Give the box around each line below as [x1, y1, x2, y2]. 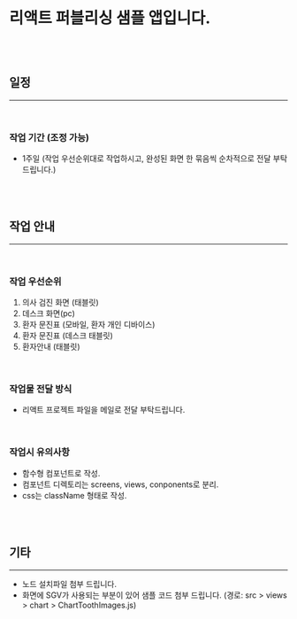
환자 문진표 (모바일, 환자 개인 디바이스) [21, 320, 156, 330]
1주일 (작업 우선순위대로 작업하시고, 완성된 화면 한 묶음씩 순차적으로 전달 [21, 153, 271, 164]
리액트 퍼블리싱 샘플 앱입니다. [9, 8, 211, 28]
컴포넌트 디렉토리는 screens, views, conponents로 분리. [21, 479, 219, 490]
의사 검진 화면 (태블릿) [21, 298, 99, 308]
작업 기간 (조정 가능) [9, 131, 90, 143]
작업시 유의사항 [9, 446, 71, 459]
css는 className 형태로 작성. [21, 490, 127, 500]
